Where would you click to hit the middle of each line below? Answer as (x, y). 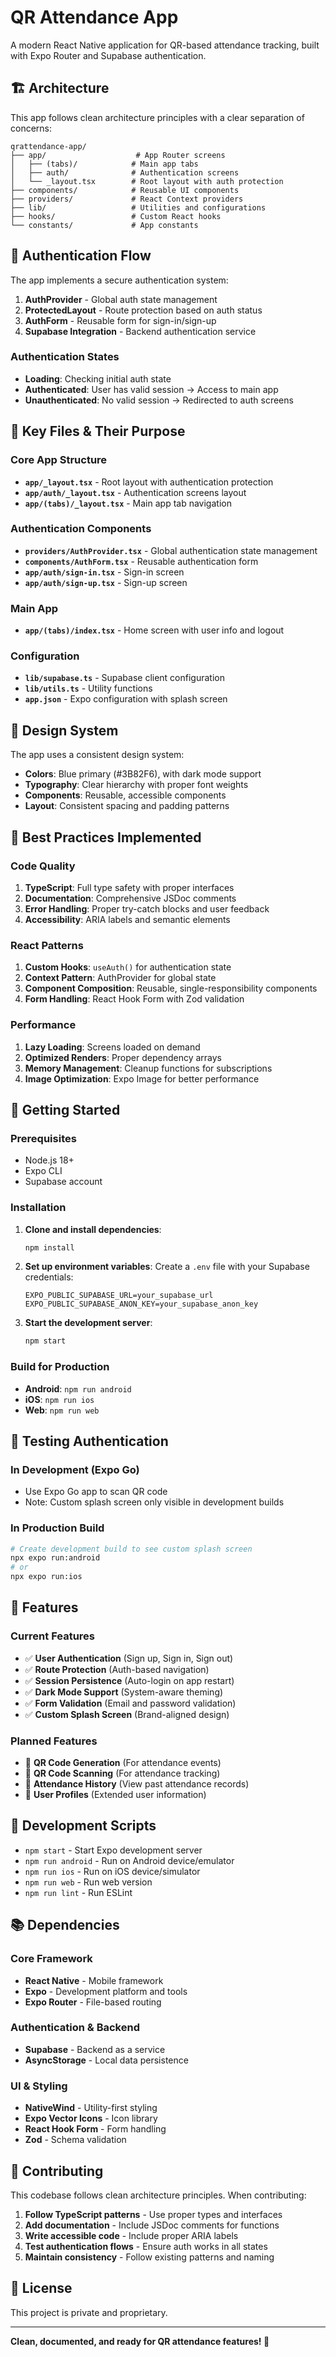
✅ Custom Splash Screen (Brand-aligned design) (127, 1714)
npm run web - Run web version (88, 1882)
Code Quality (43, 866)
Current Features (53, 1636)
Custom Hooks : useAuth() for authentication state (128, 967)
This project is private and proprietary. (89, 2312)
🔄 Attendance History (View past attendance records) (137, 1784)
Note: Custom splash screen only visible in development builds (154, 1502)
